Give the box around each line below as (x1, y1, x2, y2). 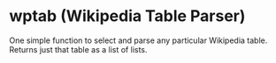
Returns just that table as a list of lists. (9, 44, 148, 54)
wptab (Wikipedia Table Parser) (9, 6, 246, 26)
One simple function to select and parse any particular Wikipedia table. (9, 35, 268, 45)
